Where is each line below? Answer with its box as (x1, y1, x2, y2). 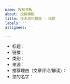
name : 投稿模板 (5, 7, 33, 12)
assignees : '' (5, 25, 34, 30)
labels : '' (5, 20, 27, 26)
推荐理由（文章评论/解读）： (12, 67, 67, 73)
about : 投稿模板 (5, 12, 35, 17)
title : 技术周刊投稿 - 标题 (5, 16, 56, 21)
